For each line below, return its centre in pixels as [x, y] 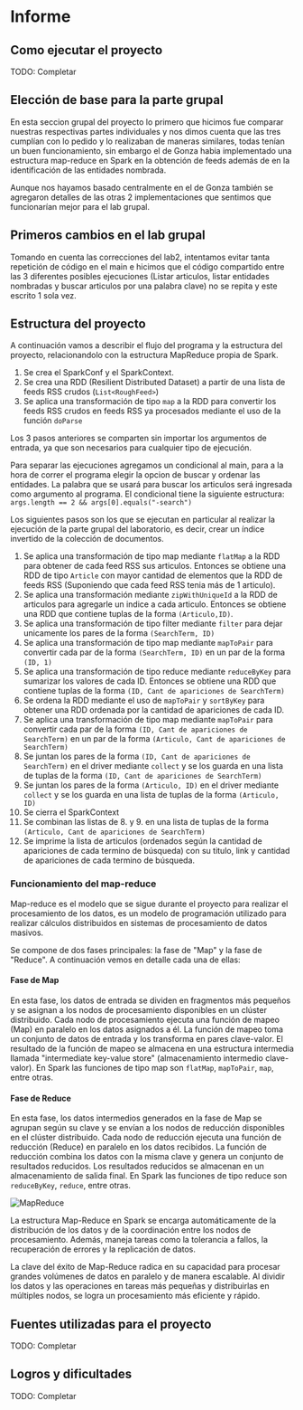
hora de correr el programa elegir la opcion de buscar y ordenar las [135, 475]
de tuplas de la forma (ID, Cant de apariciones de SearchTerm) [142, 776]
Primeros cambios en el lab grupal [108, 236]
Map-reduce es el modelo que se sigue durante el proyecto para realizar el [149, 904]
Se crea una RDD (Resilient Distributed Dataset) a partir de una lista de [154, 383]
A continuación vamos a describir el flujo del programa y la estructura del [147, 345]
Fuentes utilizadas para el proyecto [111, 1324]
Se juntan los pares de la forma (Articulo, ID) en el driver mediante [151, 785]
